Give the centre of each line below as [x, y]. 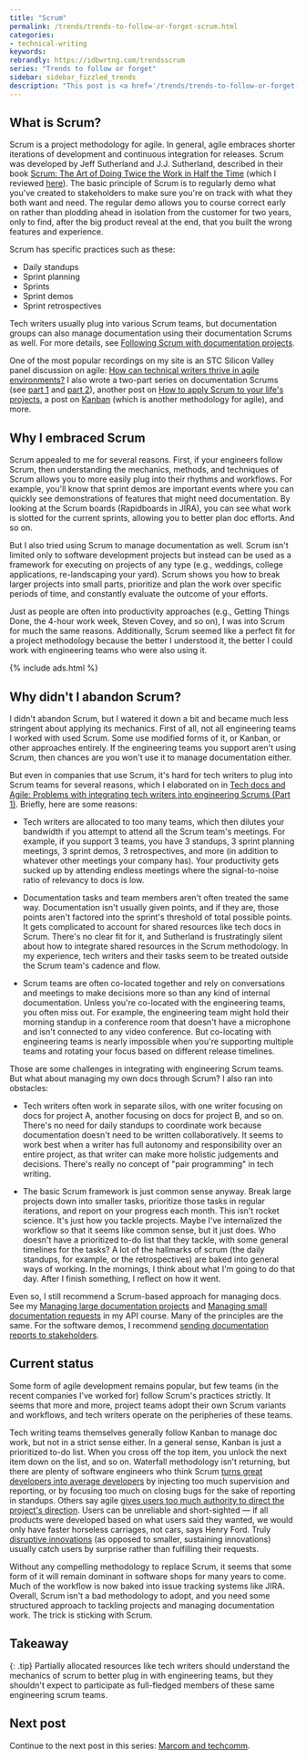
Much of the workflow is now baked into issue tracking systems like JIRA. [147, 1586]
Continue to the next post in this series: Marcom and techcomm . [130, 1745]
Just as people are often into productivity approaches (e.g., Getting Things [149, 611]
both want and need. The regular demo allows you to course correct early [148, 203]
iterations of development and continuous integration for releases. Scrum [147, 154]
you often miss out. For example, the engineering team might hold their [156, 1013]
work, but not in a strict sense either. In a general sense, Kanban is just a [146, 1442]
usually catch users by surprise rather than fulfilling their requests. [134, 1548]
